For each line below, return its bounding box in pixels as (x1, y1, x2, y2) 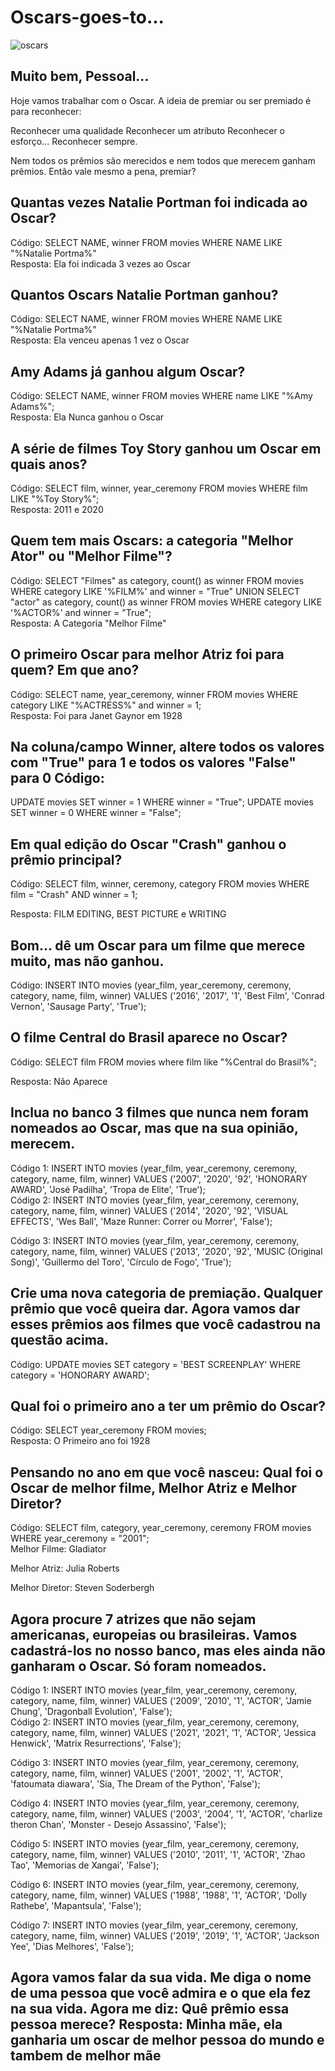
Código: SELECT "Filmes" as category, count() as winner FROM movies (10, 574, 305, 586)
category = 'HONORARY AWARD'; (10, 1369, 150, 1381)
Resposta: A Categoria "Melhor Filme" (10, 617, 167, 629)
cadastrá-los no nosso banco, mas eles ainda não (10, 1642, 326, 1659)
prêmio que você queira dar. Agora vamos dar (10, 1301, 301, 1318)
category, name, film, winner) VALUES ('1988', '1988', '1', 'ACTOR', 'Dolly (10, 1889, 308, 1901)
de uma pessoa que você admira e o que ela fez (10, 1985, 312, 2002)
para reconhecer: (10, 105, 82, 117)
